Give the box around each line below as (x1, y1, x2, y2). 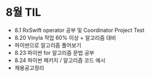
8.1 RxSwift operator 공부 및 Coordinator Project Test (14, 26, 145, 34)
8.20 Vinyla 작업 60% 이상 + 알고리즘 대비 (14, 34, 116, 41)
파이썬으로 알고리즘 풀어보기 (14, 42, 82, 49)
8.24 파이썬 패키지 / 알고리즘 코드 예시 (14, 57, 106, 64)
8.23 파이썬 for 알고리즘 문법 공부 (14, 49, 95, 56)
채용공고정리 (14, 64, 45, 71)
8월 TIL (5, 5, 41, 19)
